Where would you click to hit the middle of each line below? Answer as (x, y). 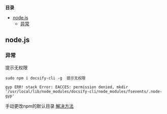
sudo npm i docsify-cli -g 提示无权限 (45, 78)
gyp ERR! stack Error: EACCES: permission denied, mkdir (67, 87)
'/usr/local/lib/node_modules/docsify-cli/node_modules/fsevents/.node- (84, 91)
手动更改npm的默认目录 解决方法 (40, 106)
